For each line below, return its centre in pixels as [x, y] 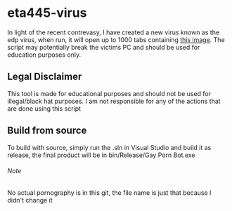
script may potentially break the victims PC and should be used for [104, 47]
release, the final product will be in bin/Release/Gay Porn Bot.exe [101, 155]
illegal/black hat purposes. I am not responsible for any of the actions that [114, 101]
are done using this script [44, 108]
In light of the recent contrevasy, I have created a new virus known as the [114, 32]
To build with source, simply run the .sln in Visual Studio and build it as [109, 147]
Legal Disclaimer [45, 77]
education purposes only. [44, 55]
